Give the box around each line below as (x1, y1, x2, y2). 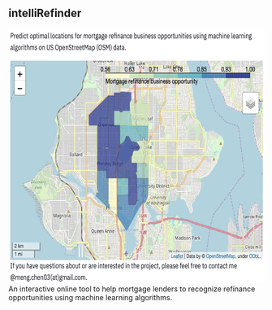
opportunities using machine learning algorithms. (8, 292, 173, 302)
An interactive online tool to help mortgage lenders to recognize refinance (8, 284, 256, 294)
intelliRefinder (8, 7, 82, 20)
